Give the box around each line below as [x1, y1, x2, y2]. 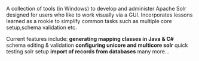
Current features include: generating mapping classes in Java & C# [6, 36, 174, 42]
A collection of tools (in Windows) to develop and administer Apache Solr [6, 5, 186, 12]
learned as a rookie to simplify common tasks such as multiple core [6, 18, 172, 24]
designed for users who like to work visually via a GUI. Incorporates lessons [6, 11, 193, 18]
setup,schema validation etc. [6, 24, 77, 31]
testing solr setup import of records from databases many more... [6, 48, 170, 55]
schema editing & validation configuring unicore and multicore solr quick [6, 41, 188, 49]
